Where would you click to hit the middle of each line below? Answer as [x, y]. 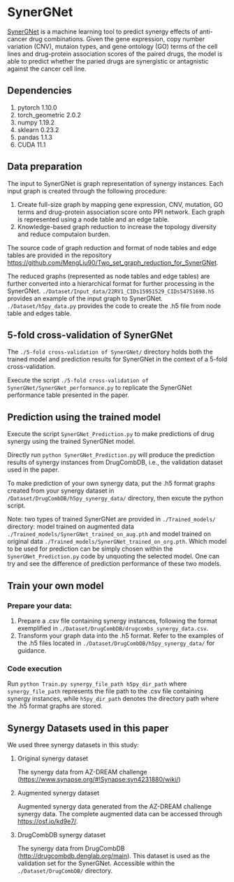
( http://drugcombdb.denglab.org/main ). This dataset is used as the [114, 855]
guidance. [32, 650]
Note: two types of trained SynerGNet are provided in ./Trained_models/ [111, 519]
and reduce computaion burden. [64, 234]
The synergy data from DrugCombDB [71, 848]
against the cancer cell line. [47, 68]
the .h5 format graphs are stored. [55, 706]
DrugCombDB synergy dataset [61, 834]
